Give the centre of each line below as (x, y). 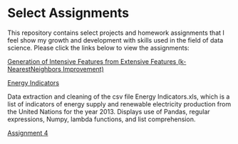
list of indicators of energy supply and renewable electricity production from (119, 104)
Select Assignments (68, 13)
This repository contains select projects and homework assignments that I (116, 33)
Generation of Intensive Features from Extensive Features (92, 61)
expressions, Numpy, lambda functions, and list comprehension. (102, 119)
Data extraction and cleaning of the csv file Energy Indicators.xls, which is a (119, 96)
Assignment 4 (28, 133)
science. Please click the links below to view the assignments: (99, 48)
